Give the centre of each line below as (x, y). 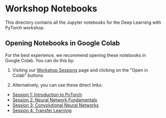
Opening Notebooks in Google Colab (63, 43)
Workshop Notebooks (51, 9)
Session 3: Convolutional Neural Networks (55, 105)
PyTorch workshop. (25, 27)
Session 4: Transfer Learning (42, 110)
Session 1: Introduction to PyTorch (47, 94)
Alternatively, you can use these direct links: (57, 85)
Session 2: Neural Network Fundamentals (55, 100)
